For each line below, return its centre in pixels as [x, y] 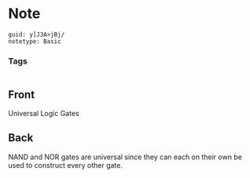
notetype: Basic [35, 41]
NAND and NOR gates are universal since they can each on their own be [125, 157]
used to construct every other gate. [66, 165]
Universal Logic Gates [44, 114]
